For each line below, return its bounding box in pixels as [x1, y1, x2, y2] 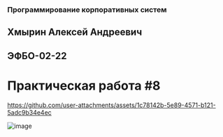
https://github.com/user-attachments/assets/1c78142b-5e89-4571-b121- [7, 101, 216, 109]
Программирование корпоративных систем [7, 5, 167, 15]
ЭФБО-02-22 [7, 50, 67, 62]
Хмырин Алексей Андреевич [7, 26, 143, 38]
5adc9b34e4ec [7, 108, 52, 116]
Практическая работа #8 [7, 78, 161, 93]
